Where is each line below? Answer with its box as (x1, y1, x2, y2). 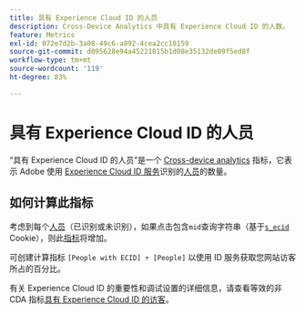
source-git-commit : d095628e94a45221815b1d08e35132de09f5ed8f (9, 47, 250, 56)
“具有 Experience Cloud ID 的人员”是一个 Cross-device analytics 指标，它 (9, 154, 285, 165)
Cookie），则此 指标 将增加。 (9, 232, 112, 243)
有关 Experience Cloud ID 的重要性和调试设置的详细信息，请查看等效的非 (9, 282, 282, 293)
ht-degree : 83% (9, 73, 67, 82)
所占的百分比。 (9, 263, 66, 274)
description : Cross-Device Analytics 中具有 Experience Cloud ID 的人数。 (9, 22, 290, 31)
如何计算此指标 (9, 195, 94, 210)
